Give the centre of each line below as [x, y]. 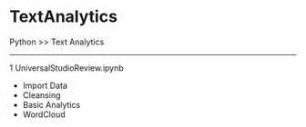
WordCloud [44, 114]
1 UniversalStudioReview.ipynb [67, 68]
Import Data [45, 85]
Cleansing [41, 95]
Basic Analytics [51, 104]
